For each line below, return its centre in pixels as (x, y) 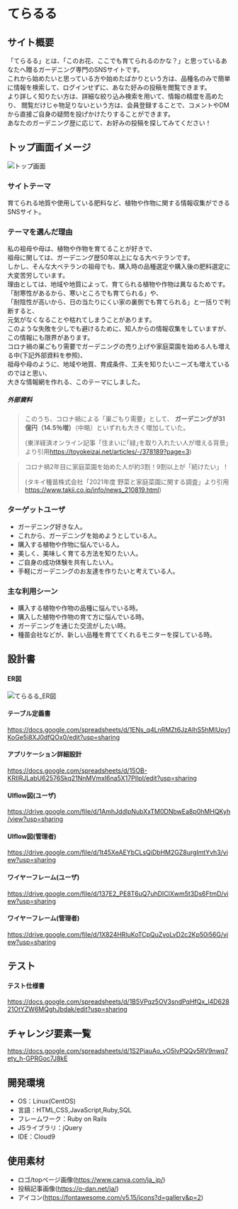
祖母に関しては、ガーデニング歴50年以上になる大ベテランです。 (101, 258)
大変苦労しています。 (38, 275)
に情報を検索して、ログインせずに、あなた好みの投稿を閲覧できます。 (109, 87)
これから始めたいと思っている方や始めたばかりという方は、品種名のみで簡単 (119, 79)
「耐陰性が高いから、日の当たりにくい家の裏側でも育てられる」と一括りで (116, 302)
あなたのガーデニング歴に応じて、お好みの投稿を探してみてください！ (109, 123)
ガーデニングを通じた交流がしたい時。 (73, 625)
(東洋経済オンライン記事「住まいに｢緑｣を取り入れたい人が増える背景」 (126, 443)
